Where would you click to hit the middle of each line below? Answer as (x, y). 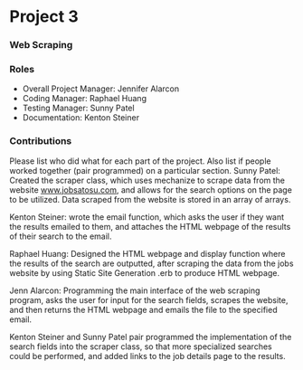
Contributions (41, 141)
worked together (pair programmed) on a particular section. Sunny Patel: (145, 170)
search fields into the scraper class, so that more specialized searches (141, 346)
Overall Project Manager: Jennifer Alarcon (101, 89)
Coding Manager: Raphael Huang (85, 99)
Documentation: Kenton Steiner (81, 118)
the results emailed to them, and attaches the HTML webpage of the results (150, 226)
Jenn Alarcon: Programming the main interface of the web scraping (135, 290)
